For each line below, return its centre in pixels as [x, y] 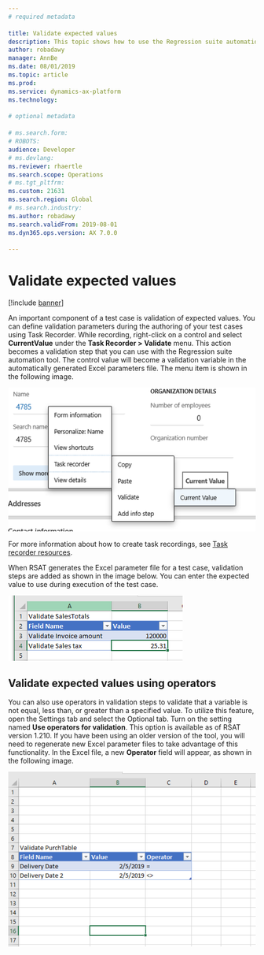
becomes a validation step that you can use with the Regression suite [120, 351]
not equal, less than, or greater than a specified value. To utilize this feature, [131, 710]
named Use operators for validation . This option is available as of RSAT [125, 727]
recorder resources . [40, 552]
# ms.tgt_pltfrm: [37, 183]
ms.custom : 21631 [37, 191]
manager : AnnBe [33, 58]
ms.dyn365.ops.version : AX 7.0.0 [63, 232]
